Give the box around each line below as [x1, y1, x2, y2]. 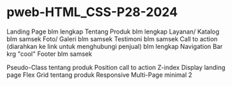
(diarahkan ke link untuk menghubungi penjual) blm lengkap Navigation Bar [6, 42, 223, 50]
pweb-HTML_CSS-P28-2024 [6, 4, 178, 20]
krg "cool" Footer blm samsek [6, 50, 92, 58]
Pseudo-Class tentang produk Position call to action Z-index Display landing [6, 63, 226, 71]
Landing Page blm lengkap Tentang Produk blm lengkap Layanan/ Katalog [6, 27, 219, 36]
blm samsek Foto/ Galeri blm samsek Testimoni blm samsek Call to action [6, 34, 218, 43]
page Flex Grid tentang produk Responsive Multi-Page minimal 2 [6, 71, 193, 79]
